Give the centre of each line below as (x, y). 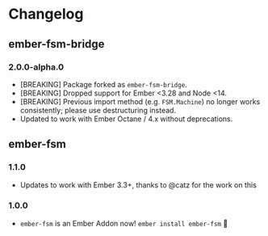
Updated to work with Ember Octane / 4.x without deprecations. (126, 119)
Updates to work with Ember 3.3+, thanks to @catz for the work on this (138, 185)
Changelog (46, 14)
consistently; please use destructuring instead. (98, 110)
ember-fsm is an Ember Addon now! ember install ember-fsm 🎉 (124, 223)
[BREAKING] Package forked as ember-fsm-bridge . (103, 84)
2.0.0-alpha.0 (36, 67)
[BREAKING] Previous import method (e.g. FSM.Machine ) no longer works (140, 101)
